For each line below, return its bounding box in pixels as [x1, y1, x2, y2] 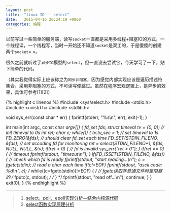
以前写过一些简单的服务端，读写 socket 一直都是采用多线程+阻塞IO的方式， [6, 36, 160, 42]
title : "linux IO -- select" [6, 12, 70, 17]
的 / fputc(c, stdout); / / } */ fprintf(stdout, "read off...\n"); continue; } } [6, 174, 152, 180]
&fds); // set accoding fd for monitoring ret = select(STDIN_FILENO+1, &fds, [6, 140, 164, 147]
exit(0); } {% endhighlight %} [6, 180, 66, 186]
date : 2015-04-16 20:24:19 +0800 [6, 17, 81, 22]
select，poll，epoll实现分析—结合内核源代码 [25, 195, 119, 201]
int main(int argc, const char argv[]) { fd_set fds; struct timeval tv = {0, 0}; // [6, 124, 164, 131]
